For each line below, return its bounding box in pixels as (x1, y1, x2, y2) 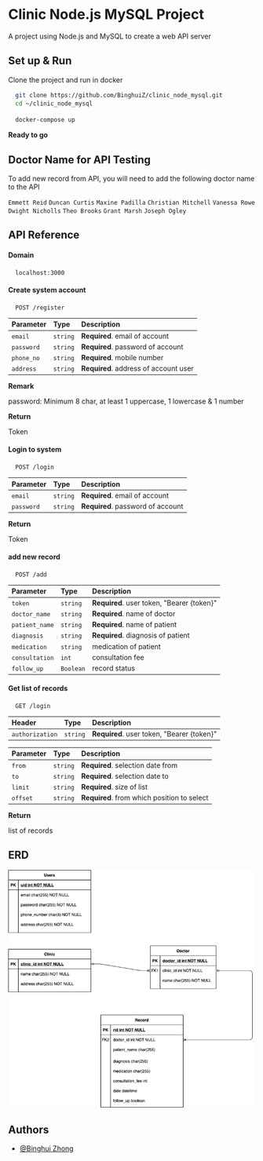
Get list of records (8, 684, 68, 693)
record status (92, 663, 136, 673)
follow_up (11, 665, 44, 673)
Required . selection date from (81, 760, 178, 770)
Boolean (60, 665, 86, 673)
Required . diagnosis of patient (92, 630, 190, 641)
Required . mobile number (81, 353, 164, 363)
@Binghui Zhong (19, 1144, 74, 1153)
